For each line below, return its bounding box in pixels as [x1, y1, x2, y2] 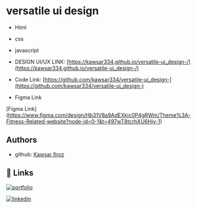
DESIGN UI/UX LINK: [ [14, 58, 69, 65]
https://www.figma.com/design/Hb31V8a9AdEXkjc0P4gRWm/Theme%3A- [8, 111, 191, 119]
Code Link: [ [14, 76, 45, 83]
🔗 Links [6, 168, 34, 178]
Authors [6, 135, 37, 145]
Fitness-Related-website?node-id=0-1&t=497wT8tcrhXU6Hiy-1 [6, 117, 161, 125]
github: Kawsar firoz [14, 151, 65, 158]
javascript [14, 46, 39, 54]
